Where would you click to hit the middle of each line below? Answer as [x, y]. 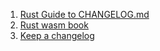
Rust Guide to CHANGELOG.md [84, 14]
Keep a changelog [57, 35]
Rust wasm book [54, 25]
